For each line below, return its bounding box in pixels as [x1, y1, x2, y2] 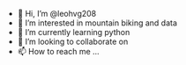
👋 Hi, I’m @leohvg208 [17, 9, 97, 18]
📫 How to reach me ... [17, 47, 100, 56]
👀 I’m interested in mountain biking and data [17, 18, 178, 28]
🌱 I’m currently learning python [17, 27, 130, 37]
